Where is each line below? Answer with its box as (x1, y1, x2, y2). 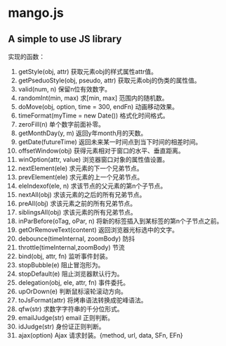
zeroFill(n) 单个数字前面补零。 (18, 120, 105, 128)
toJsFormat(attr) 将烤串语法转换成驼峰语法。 (18, 296, 147, 304)
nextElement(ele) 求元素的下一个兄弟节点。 (18, 164, 143, 172)
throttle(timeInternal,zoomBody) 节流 (18, 243, 125, 251)
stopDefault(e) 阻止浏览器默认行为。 (18, 269, 124, 278)
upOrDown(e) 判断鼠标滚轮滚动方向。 (18, 287, 127, 295)
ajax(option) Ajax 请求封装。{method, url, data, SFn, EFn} (18, 331, 183, 339)
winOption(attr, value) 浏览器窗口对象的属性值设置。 (18, 155, 169, 163)
